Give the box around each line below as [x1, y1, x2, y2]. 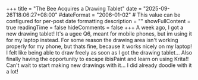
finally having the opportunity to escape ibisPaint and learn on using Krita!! [6, 56, 189, 62]
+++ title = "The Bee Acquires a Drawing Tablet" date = [6, 5, 142, 12]
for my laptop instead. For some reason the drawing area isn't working [6, 37, 178, 43]
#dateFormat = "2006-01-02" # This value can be [58, 11, 181, 18]
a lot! [6, 68, 19, 75]
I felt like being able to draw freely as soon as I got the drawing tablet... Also [6, 49, 192, 56]
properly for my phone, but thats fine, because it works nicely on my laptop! [6, 43, 192, 50]
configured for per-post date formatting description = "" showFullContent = [6, 18, 191, 24]
